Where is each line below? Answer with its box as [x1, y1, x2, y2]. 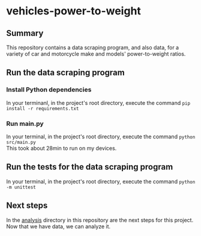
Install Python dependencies [6, 86, 92, 94]
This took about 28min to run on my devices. [6, 144, 117, 152]
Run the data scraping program [6, 68, 125, 78]
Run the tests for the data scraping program [6, 162, 173, 172]
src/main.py [6, 139, 36, 145]
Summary [6, 28, 44, 38]
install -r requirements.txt [6, 105, 79, 111]
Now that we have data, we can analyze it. [6, 223, 111, 230]
